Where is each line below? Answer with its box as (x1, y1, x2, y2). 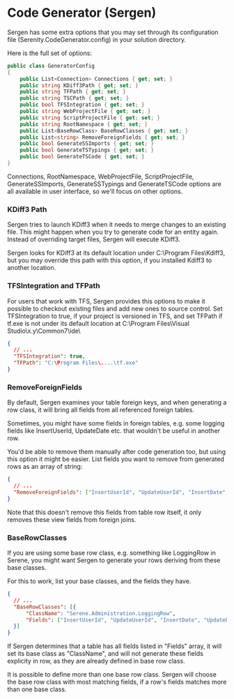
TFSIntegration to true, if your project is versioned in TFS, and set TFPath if (7, 312, 223, 320)
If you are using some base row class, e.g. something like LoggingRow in (7, 549, 216, 557)
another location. (7, 264, 56, 272)
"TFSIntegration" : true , (13, 353, 86, 360)
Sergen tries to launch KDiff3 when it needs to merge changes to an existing (7, 220, 226, 229)
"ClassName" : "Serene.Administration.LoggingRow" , (25, 610, 176, 617)
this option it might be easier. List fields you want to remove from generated (7, 455, 225, 463)
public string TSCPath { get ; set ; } (19, 95, 130, 102)
